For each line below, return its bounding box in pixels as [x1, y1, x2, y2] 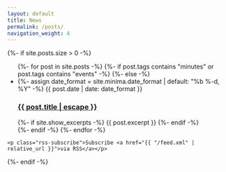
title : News [7, 17, 42, 24]
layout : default [7, 10, 54, 17]
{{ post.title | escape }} [17, 102, 98, 112]
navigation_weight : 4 [7, 29, 70, 37]
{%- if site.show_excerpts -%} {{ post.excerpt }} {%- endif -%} [17, 118, 199, 127]
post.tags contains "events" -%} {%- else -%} [17, 70, 151, 78]
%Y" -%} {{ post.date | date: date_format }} [17, 85, 143, 93]
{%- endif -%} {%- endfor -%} [17, 125, 106, 134]
